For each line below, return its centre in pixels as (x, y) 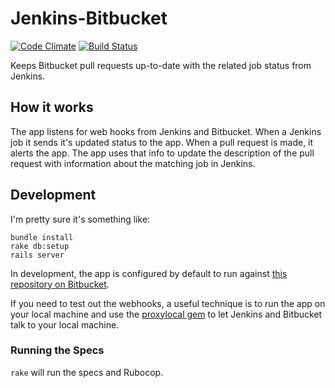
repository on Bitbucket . (60, 284)
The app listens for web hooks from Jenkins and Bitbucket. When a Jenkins (166, 131)
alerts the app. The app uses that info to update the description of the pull (162, 153)
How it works (52, 107)
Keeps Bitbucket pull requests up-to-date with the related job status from (161, 65)
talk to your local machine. (65, 324)
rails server (37, 255)
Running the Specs (57, 350)
